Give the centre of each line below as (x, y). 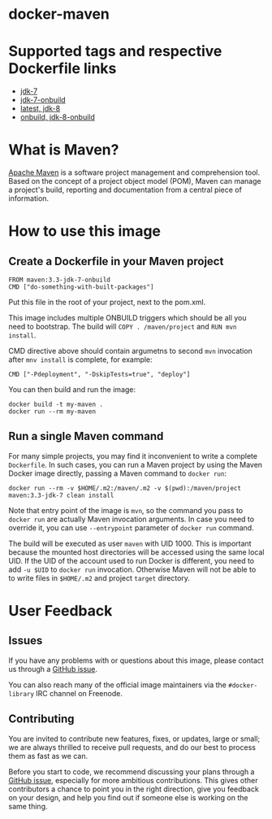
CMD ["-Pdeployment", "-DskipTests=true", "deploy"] (99, 375)
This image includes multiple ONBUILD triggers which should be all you (127, 318)
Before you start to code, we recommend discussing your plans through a (132, 771)
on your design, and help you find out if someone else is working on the (128, 797)
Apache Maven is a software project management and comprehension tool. (134, 172)
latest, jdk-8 (40, 109)
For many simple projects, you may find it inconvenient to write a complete (133, 455)
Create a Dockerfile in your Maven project (116, 261)
